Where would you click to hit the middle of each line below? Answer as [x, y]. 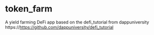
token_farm [29, 9]
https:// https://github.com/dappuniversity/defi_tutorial [59, 27]
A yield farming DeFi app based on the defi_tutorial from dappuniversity [77, 22]
